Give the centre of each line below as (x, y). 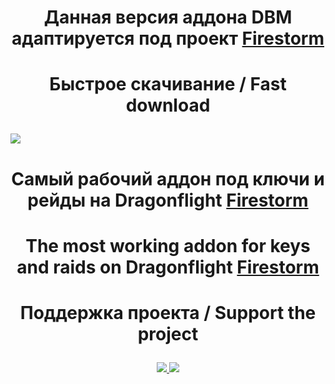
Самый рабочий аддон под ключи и (168, 178)
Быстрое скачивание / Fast (168, 84)
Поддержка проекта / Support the (168, 312)
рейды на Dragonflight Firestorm (168, 200)
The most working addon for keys (168, 245)
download (168, 105)
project (168, 333)
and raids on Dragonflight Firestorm (168, 267)
